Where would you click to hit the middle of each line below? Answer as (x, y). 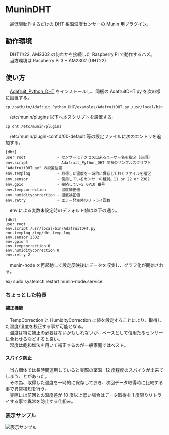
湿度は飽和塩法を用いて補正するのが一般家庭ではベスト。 (69, 345)
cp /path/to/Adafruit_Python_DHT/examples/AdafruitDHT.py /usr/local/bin (84, 107)
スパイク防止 (18, 358)
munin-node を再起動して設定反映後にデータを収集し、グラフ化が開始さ (84, 265)
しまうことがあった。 (27, 376)
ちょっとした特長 (26, 295)
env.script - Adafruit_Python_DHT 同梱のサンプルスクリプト (78, 163)
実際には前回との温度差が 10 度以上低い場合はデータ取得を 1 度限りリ (81, 395)
